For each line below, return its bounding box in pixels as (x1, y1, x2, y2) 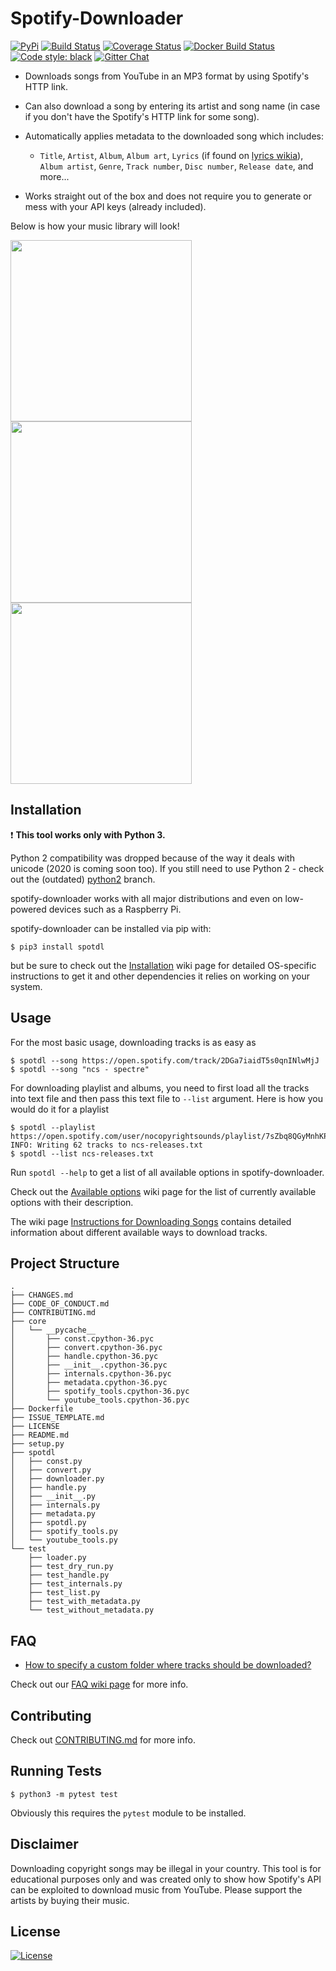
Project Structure (10, 1255, 120, 1272)
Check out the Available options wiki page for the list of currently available (10, 1185, 317, 1197)
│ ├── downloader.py (10, 1474, 105, 1484)
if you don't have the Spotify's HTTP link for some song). (24, 110, 260, 122)
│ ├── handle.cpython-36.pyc (10, 1352, 159, 1362)
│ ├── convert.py (10, 1465, 92, 1476)
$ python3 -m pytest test (10, 1789, 118, 1799)
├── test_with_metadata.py (28, 1597, 141, 1607)
